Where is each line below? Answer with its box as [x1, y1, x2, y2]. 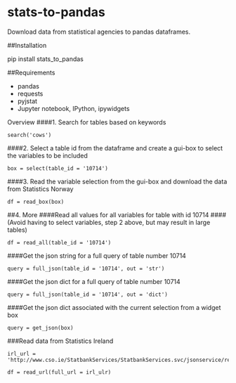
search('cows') [7, 131, 52, 138]
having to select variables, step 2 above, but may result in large [27, 218, 211, 226]
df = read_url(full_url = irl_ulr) [7, 368, 112, 376]
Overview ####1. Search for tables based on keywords [7, 117, 166, 126]
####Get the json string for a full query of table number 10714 [7, 251, 186, 260]
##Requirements [7, 68, 55, 77]
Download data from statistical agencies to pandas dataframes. [7, 27, 191, 36]
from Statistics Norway [7, 184, 74, 193]
